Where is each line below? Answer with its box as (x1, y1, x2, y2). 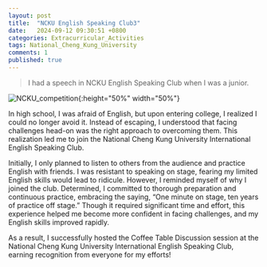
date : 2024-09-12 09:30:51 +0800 (8, 26, 127, 34)
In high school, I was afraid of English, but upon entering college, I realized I (8, 108, 257, 118)
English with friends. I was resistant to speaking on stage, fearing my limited (8, 167, 258, 176)
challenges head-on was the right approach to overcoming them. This (8, 125, 238, 135)
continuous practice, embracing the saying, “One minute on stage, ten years (8, 192, 259, 202)
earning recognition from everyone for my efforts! (8, 249, 171, 259)
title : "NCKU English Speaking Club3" (8, 19, 141, 27)
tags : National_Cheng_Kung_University (8, 41, 137, 49)
